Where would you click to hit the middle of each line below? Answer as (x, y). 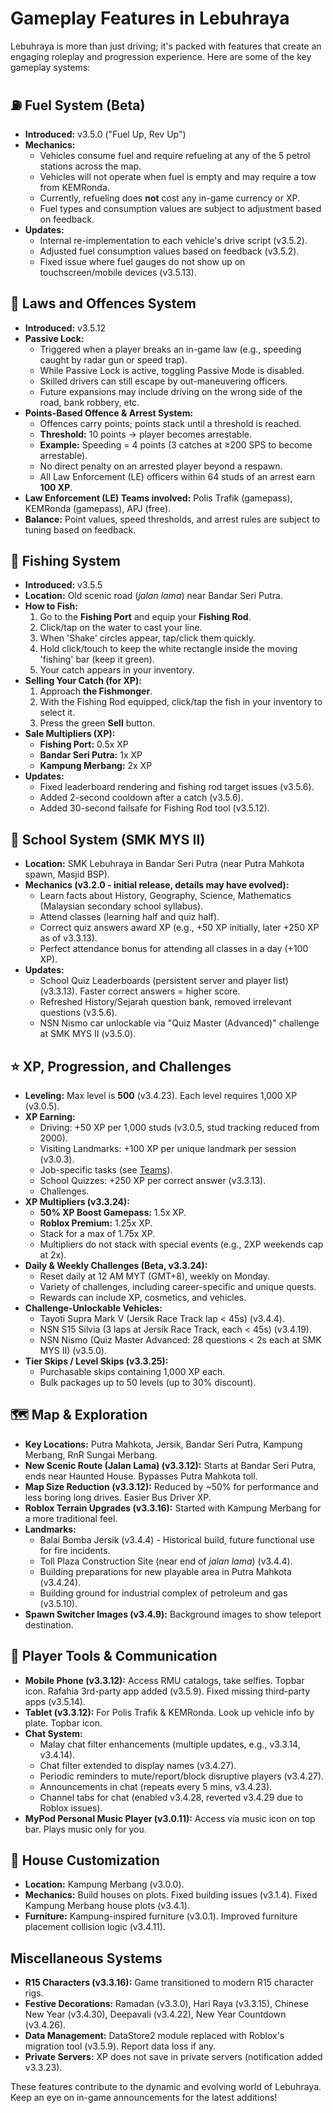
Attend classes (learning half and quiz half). (129, 917)
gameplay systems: (50, 67)
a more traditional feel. (71, 1518)
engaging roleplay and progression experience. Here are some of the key (161, 56)
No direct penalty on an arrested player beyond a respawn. (161, 466)
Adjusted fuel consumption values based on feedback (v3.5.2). (169, 251)
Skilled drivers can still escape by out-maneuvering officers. (163, 381)
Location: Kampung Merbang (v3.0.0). (104, 1884)
